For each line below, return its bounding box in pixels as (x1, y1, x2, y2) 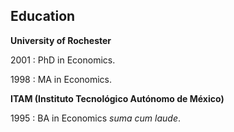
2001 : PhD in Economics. (10, 54, 116, 66)
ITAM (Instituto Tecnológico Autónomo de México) (10, 92, 225, 104)
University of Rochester (10, 34, 112, 46)
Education (10, 8, 76, 25)
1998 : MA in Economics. (10, 73, 113, 85)
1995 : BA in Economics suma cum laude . (10, 112, 182, 124)
